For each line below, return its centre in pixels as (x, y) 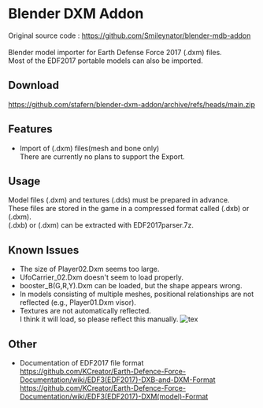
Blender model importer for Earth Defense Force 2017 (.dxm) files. (115, 52)
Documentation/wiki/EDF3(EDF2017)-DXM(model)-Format (114, 396)
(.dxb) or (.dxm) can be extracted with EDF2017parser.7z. (101, 225)
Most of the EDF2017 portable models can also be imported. (106, 61)
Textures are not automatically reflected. (85, 311)
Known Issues (44, 250)
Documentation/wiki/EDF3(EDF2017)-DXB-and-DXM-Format (117, 380)
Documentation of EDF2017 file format (81, 363)
